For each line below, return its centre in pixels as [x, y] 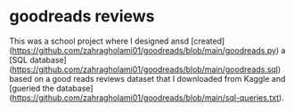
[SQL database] [38, 60]
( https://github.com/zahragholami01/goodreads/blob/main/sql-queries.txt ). [147, 97]
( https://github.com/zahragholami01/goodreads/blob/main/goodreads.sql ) [145, 69]
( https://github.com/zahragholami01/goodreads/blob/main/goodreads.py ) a [147, 50]
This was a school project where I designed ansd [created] [117, 41]
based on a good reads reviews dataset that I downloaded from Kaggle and [147, 78]
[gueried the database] [51, 88]
